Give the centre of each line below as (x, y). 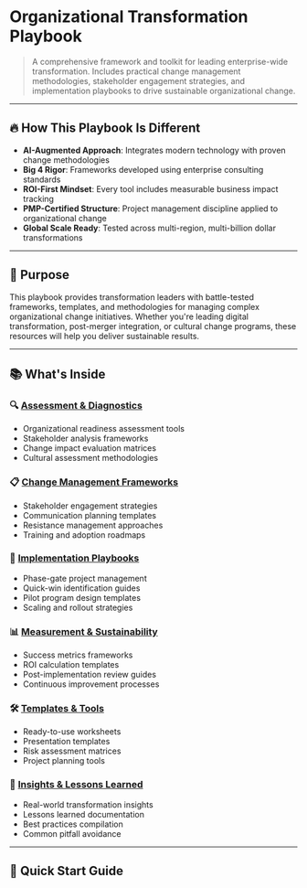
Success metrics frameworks (78, 655)
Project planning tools (64, 761)
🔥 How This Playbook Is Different (105, 128)
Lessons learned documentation (83, 814)
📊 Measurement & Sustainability (84, 631)
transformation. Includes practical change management (136, 71)
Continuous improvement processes (91, 684)
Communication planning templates (90, 515)
